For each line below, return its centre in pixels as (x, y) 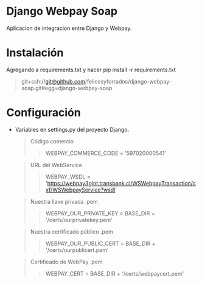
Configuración (44, 113)
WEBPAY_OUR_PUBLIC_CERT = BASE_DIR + (101, 243)
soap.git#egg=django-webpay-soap (67, 88)
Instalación (35, 53)
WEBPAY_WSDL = (68, 177)
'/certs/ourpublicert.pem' (77, 250)
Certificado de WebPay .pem (66, 262)
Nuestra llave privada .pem (64, 201)
